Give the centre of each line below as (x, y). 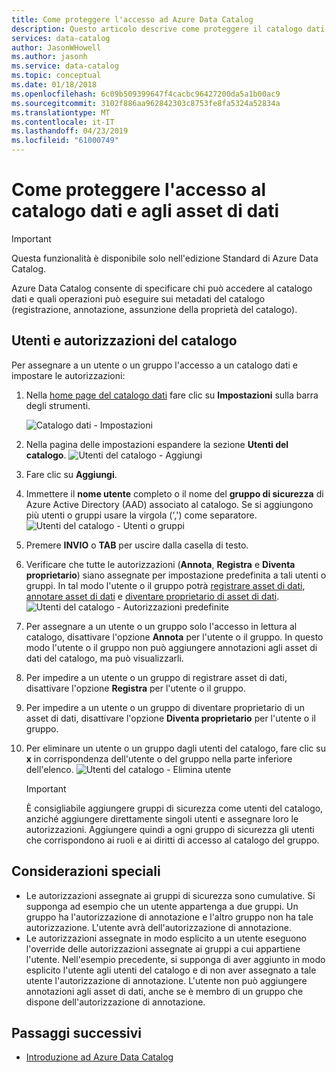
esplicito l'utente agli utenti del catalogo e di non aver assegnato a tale (171, 970)
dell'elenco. (49, 769)
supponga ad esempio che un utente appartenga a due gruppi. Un (162, 906)
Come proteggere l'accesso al (139, 190)
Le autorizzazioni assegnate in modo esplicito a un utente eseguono (166, 938)
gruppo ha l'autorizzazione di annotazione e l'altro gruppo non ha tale (169, 917)
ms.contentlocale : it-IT (63, 122)
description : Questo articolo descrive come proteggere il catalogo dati (168, 29)
